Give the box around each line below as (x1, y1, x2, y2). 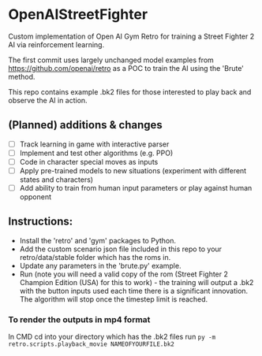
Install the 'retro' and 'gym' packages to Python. (19, 235, 176, 245)
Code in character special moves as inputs (19, 157, 159, 166)
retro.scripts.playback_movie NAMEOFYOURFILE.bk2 (8, 340, 175, 348)
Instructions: (8, 215, 73, 228)
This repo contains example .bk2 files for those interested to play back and (8, 87, 252, 96)
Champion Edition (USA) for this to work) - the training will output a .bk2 (19, 277, 254, 287)
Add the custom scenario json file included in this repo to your (19, 244, 223, 254)
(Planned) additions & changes (8, 118, 163, 132)
